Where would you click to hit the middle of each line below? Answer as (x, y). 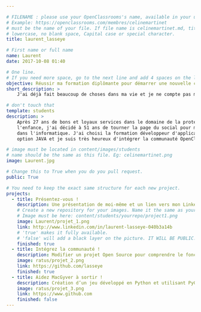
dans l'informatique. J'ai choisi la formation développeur (93, 133)
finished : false (37, 300)
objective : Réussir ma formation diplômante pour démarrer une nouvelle (99, 83)
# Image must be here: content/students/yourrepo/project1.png (98, 216)
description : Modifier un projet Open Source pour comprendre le (100, 255)
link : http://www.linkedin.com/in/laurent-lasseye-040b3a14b (95, 227)
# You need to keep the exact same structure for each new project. (93, 188)
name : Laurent (24, 56)
